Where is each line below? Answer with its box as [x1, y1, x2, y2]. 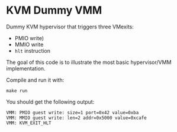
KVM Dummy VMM [6, 4, 102, 17]
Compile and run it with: [6, 76, 65, 83]
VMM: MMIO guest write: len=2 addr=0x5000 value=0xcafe [6, 115, 147, 121]
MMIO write [14, 41, 44, 48]
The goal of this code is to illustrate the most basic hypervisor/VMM [6, 59, 172, 66]
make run [6, 88, 28, 94]
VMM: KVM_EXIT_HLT [6, 120, 52, 126]
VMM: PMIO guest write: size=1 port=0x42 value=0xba [6, 110, 139, 115]
